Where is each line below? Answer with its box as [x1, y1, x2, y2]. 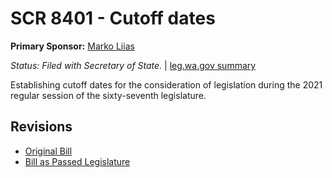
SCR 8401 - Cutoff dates [10, 7, 216, 30]
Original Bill [24, 145, 73, 157]
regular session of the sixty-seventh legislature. [10, 89, 207, 101]
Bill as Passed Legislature [24, 155, 131, 167]
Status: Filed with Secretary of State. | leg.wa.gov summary [10, 59, 257, 71]
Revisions [10, 118, 73, 136]
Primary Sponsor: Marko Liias [10, 40, 135, 52]
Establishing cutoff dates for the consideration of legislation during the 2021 [10, 78, 323, 91]
